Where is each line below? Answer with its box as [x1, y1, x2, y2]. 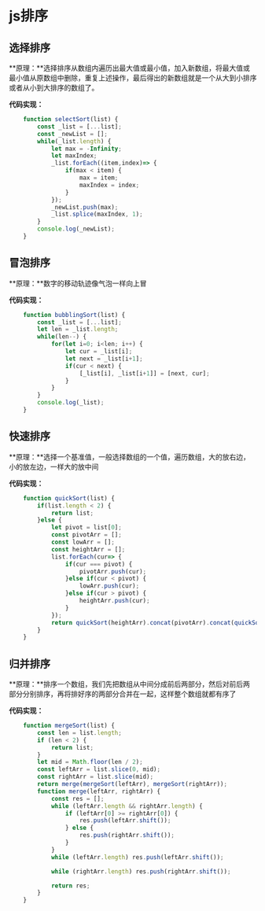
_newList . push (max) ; [50, 203, 119, 211]
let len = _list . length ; [37, 326, 119, 334]
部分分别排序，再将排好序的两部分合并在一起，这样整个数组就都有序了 [9, 689, 237, 699]
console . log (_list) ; [37, 399, 105, 407]
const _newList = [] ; [37, 130, 109, 138]
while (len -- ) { [37, 333, 87, 341]
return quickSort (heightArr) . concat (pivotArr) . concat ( [50, 618, 235, 626]
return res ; [50, 882, 90, 890]
